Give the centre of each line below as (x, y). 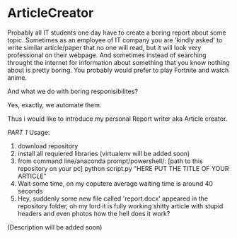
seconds (30, 191)
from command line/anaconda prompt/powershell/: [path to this (110, 161)
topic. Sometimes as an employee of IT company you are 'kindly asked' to (115, 40)
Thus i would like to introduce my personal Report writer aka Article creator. (117, 119)
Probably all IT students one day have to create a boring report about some (117, 32)
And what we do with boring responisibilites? (73, 91)
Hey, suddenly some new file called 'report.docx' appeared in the (113, 198)
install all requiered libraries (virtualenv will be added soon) (104, 153)
